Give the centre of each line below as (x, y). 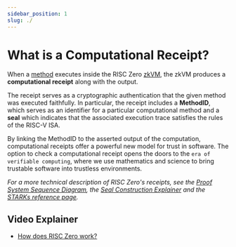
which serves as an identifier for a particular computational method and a (113, 110)
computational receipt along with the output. (73, 82)
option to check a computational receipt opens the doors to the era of (109, 154)
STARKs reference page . (43, 197)
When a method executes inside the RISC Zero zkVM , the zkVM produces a (117, 74)
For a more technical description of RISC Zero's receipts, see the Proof (110, 182)
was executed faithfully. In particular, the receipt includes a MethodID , (109, 103)
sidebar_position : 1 (38, 14)
